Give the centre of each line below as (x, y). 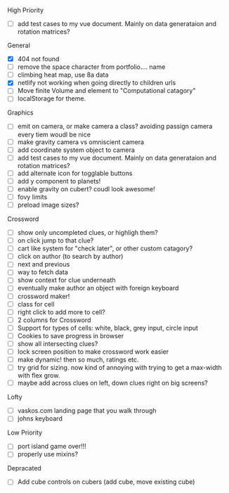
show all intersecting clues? (58, 343)
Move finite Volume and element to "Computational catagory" (106, 91)
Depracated (25, 468)
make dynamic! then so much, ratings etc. (78, 359)
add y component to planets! (59, 181)
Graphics (20, 113)
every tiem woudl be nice (54, 134)
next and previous (44, 264)
